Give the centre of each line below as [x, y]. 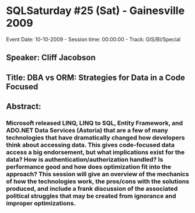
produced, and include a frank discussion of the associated [92, 189]
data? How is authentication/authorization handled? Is [85, 160]
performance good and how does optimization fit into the [89, 167]
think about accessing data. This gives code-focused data [90, 145]
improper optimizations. [41, 204]
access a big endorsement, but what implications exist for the [95, 152]
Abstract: [24, 107]
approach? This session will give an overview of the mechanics [97, 174]
